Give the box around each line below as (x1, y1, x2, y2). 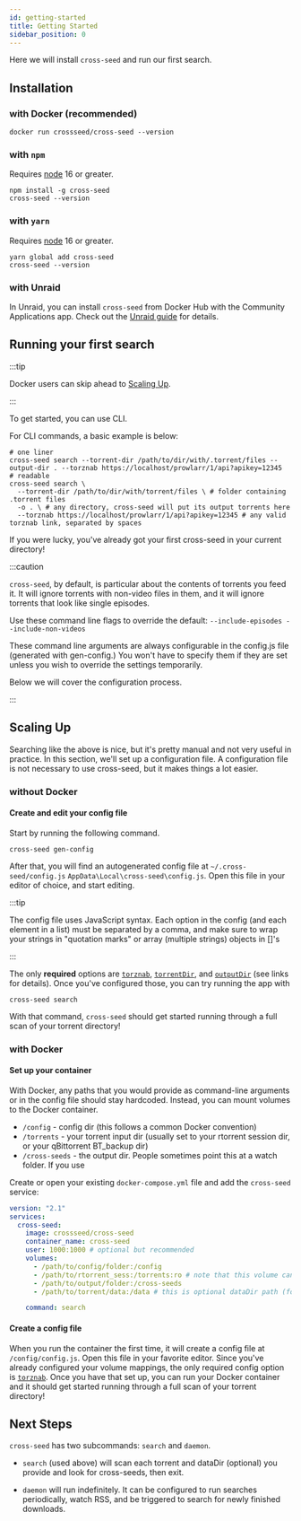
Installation (9, 80, 73, 95)
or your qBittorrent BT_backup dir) (21, 1141, 149, 1151)
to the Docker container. (9, 1104, 99, 1115)
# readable (9, 471, 50, 480)
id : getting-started (9, 13, 87, 22)
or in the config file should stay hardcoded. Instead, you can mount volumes (9, 1094, 291, 1105)
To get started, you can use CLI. (9, 413, 128, 424)
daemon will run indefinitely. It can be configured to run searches (21, 1484, 258, 1495)
